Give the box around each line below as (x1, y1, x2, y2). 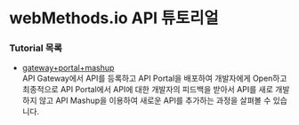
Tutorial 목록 (9, 42, 62, 54)
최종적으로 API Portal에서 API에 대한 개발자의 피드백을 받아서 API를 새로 (21, 84, 274, 95)
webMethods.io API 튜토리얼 (9, 8, 220, 28)
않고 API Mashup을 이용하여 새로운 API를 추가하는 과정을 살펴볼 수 (38, 95, 271, 106)
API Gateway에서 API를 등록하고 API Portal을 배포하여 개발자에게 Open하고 (21, 73, 287, 84)
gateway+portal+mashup (21, 63, 115, 74)
